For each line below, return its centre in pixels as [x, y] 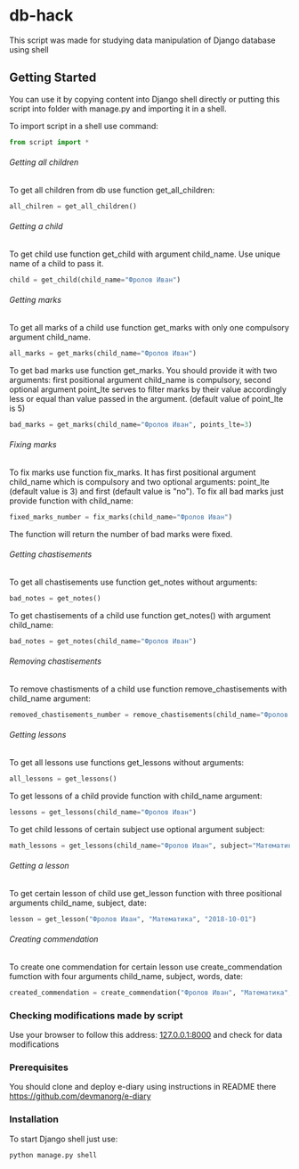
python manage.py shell [53, 1155]
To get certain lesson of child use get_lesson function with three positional [145, 893]
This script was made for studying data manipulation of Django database [142, 40]
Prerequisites [39, 1067]
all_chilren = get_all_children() [73, 206]
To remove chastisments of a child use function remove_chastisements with [148, 689]
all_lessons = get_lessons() [63, 779]
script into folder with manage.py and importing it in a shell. [118, 109]
